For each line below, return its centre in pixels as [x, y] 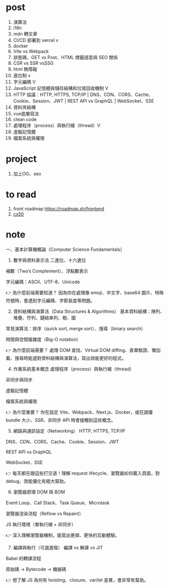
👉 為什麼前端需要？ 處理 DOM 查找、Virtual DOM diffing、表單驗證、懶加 [83, 350]
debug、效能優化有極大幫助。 [37, 481]
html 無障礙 [25, 69]
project [21, 159]
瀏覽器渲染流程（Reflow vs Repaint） [45, 513]
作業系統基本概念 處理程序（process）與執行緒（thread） [74, 369]
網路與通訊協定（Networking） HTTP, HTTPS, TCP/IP [69, 431]
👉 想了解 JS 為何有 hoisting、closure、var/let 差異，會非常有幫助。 [77, 580]
